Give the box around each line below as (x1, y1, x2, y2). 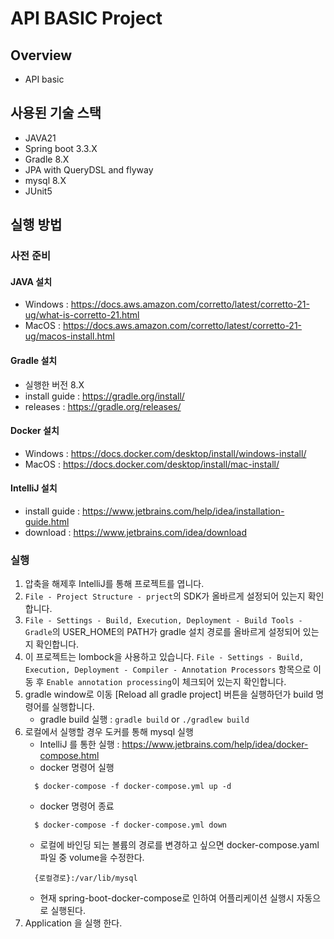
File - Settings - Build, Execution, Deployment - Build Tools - (24, 616, 303, 626)
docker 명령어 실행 (39, 762, 115, 774)
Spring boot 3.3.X (24, 142, 98, 154)
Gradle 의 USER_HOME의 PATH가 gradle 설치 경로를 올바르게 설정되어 (24, 626, 301, 638)
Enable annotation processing (46, 678, 172, 688)
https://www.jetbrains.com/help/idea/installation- (81, 505, 285, 517)
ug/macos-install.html (24, 330, 115, 342)
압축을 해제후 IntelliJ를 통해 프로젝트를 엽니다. (24, 578, 205, 590)
